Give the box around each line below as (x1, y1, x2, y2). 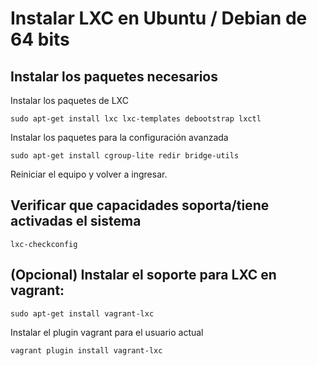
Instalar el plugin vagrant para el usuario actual (10, 326, 204, 338)
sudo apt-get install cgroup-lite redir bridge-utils (10, 151, 240, 161)
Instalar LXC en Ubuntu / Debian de (10, 7, 308, 30)
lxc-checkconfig (10, 239, 78, 249)
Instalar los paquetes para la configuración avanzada (10, 132, 229, 143)
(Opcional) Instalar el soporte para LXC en (10, 267, 277, 284)
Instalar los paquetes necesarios (10, 68, 218, 85)
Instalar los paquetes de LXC (10, 95, 129, 106)
